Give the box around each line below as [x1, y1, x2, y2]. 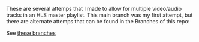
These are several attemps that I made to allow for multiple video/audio [6, 5, 182, 12]
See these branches [6, 29, 56, 37]
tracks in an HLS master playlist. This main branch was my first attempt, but [6, 11, 193, 19]
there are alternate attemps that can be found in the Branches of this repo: [6, 18, 190, 25]
